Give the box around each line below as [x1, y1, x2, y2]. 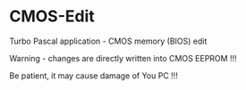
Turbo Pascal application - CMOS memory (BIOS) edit [9, 36, 208, 46]
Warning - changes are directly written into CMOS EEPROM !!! [9, 53, 237, 63]
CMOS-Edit [9, 6, 96, 27]
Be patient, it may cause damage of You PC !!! [9, 70, 179, 81]
